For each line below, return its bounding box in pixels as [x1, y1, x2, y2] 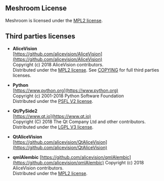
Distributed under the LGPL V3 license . [12, 124, 94, 130]
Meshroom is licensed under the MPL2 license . [5, 17, 103, 23]
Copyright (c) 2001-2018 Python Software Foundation [12, 93, 124, 99]
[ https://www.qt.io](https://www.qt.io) [12, 113, 91, 119]
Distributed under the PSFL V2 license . [12, 98, 93, 104]
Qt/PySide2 [12, 108, 38, 114]
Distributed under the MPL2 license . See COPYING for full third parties [12, 67, 159, 73]
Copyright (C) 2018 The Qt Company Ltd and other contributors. [12, 118, 146, 125]
